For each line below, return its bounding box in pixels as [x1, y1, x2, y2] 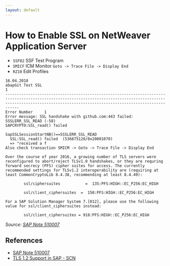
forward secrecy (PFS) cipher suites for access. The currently [5, 163, 145, 168]
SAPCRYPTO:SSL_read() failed [5, 123, 67, 128]
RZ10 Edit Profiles [12, 68, 49, 74]
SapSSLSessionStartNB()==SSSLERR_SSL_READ [5, 131, 97, 137]
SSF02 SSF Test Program [12, 57, 64, 63]
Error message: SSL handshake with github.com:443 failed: [5, 114, 134, 119]
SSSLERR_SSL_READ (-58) [5, 118, 56, 123]
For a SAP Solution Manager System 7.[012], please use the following [5, 199, 159, 204]
